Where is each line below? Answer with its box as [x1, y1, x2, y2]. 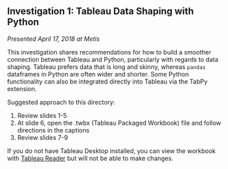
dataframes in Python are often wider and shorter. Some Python [7, 70, 189, 78]
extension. [7, 84, 37, 92]
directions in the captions [17, 126, 90, 134]
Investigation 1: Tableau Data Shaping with [7, 6, 194, 17]
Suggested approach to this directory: [7, 98, 115, 106]
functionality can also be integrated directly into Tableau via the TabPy [7, 77, 208, 86]
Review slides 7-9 [17, 133, 68, 141]
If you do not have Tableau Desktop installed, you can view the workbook [7, 146, 216, 155]
